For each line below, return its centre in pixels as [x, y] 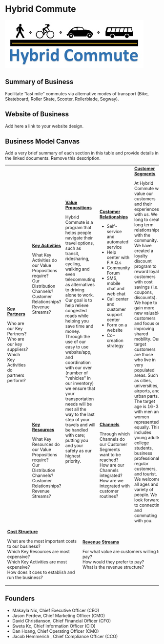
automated [117, 242]
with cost [143, 282]
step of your [77, 419]
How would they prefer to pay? [113, 562]
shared [141, 334]
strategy [115, 346]
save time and [79, 326]
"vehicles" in [78, 378]
